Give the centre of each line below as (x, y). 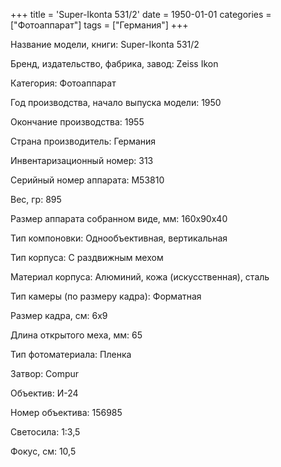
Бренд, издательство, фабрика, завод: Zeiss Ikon (114, 63)
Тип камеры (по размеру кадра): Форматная (106, 296)
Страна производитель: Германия (83, 141)
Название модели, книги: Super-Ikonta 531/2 (105, 44)
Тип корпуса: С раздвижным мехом (87, 257)
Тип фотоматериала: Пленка (71, 354)
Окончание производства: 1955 (77, 122)
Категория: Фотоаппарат (63, 83)
